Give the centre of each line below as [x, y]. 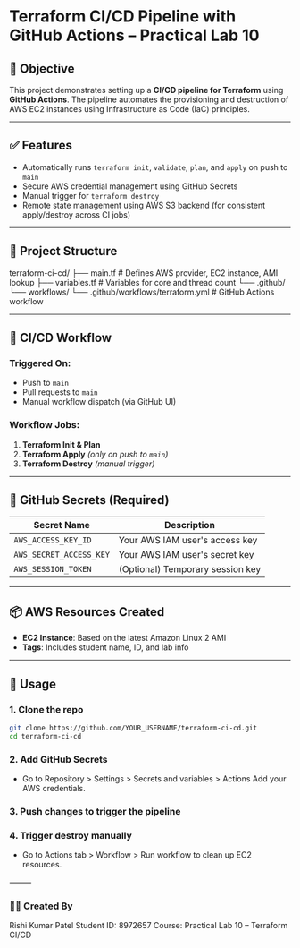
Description [190, 525]
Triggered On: [40, 363]
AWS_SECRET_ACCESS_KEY [62, 555]
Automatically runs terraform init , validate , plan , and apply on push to [155, 167]
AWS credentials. [54, 788]
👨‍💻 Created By [41, 906]
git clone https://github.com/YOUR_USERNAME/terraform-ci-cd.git [133, 728]
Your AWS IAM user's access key [188, 541]
